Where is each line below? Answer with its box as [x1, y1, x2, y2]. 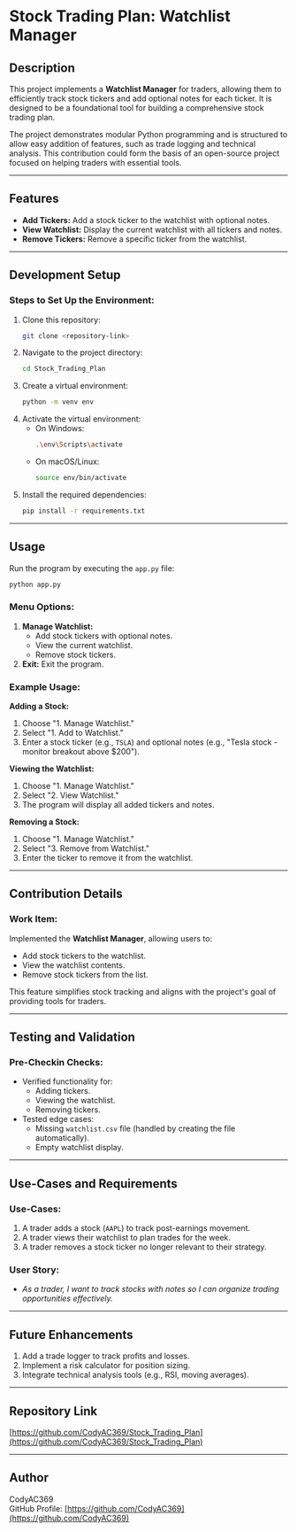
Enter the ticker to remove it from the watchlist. [21, 853, 194, 863]
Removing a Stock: [9, 816, 80, 827]
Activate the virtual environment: [21, 414, 141, 424]
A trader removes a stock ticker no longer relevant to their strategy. [21, 1242, 267, 1252]
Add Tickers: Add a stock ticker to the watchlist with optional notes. [21, 214, 270, 225]
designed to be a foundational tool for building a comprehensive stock [9, 103, 264, 112]
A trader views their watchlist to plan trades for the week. [21, 1233, 232, 1243]
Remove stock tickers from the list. [21, 969, 148, 979]
